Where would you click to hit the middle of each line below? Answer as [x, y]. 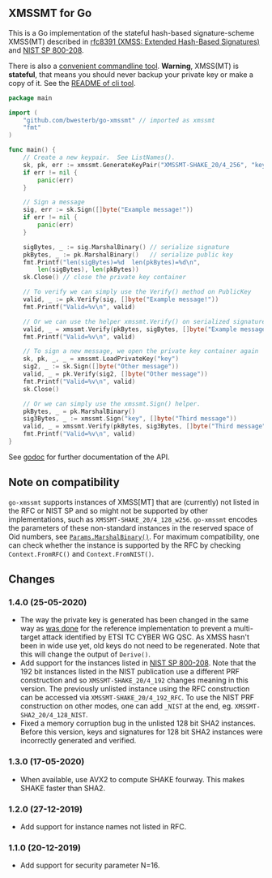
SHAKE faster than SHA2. [63, 788]
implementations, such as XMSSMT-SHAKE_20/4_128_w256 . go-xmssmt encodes [133, 519]
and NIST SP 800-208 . [46, 50]
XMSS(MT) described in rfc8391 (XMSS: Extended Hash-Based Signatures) [134, 41]
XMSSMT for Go [50, 13]
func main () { [32, 150]
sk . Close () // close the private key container [104, 278]
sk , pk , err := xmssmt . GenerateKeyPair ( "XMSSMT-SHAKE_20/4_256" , [136, 165]
